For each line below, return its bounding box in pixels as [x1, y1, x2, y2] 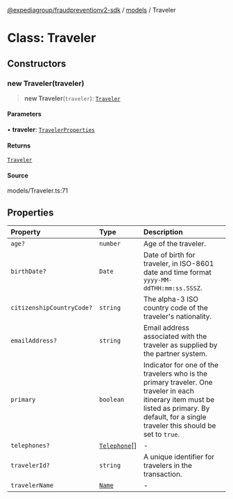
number [99, 240, 121, 248]
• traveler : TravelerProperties [7, 125, 95, 134]
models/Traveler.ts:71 [7, 186, 68, 195]
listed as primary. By [143, 403, 210, 413]
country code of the [143, 303, 208, 313]
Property [10, 227, 41, 237]
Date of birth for [143, 250, 196, 260]
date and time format [143, 268, 212, 277]
